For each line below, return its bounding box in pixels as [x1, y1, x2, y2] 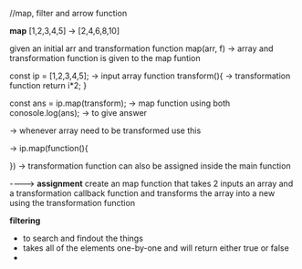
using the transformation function [9, 198, 135, 208]
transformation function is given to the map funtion [9, 53, 201, 63]
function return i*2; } [9, 80, 88, 90]
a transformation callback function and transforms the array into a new [9, 188, 276, 199]
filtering [9, 215, 41, 226]
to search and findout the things [22, 233, 144, 243]
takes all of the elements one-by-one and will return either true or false [22, 243, 289, 253]
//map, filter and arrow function [9, 8, 128, 18]
